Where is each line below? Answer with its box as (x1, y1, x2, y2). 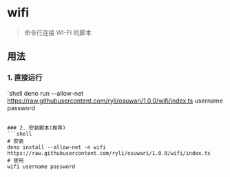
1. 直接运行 (7, 73, 43, 83)
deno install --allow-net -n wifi (7, 143, 107, 151)
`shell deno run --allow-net (7, 89, 84, 97)
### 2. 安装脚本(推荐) (7, 124, 66, 132)
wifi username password (7, 163, 76, 170)
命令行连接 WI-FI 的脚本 (23, 28, 92, 37)
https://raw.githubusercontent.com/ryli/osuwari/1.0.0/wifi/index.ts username (7, 96, 224, 105)
